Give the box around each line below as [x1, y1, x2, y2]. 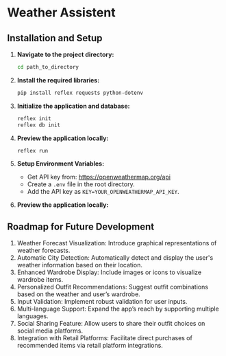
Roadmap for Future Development [7, 221, 155, 232]
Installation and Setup [7, 32, 103, 44]
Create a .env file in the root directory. [27, 180, 135, 188]
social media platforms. [16, 326, 84, 335]
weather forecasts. [16, 246, 71, 255]
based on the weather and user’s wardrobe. [16, 290, 140, 298]
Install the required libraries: [16, 76, 100, 84]
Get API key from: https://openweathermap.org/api [27, 173, 171, 181]
